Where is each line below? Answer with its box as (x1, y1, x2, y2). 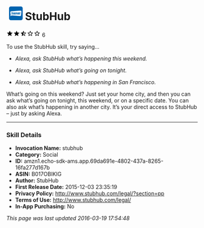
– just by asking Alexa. (6, 110, 63, 117)
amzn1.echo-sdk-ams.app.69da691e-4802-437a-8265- (24, 157, 164, 165)
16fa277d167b (15, 164, 50, 171)
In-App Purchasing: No (15, 203, 75, 210)
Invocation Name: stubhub (15, 144, 83, 152)
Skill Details (6, 130, 42, 139)
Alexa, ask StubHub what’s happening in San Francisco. (15, 78, 157, 85)
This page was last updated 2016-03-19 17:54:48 (6, 215, 130, 222)
